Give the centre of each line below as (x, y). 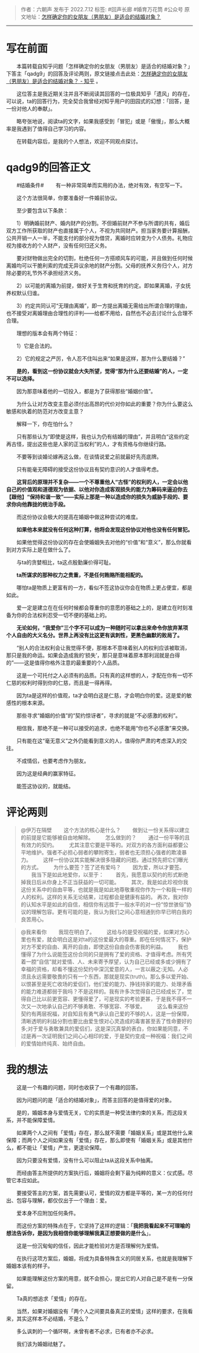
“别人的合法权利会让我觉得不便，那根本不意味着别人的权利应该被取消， (103, 647)
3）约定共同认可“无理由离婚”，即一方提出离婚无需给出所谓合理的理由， (103, 305)
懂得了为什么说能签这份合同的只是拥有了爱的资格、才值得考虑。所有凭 (106, 954)
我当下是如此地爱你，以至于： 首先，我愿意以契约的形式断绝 (110, 875)
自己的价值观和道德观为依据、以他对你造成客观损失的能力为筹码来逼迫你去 (97, 489)
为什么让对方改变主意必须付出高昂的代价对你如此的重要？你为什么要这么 (105, 403)
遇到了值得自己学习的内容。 (55, 129)
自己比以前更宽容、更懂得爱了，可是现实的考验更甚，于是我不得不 (106, 998)
